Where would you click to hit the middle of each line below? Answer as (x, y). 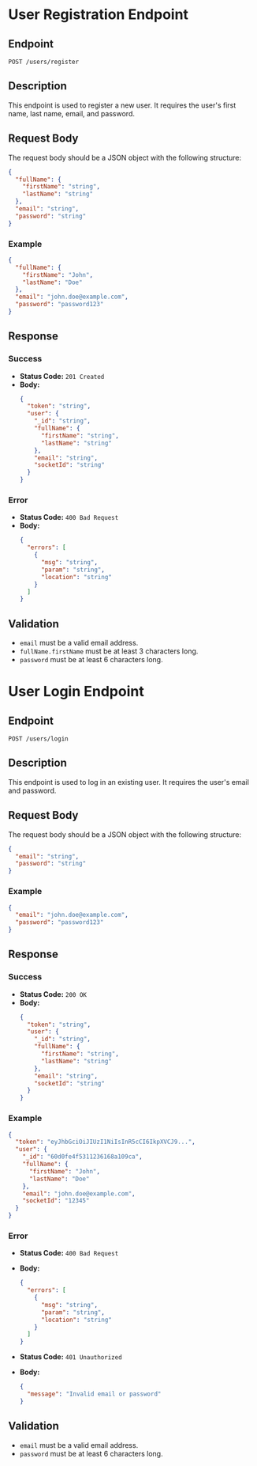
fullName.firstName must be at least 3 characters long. (109, 651)
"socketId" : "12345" (56, 1201)
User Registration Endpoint (99, 15)
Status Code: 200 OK (53, 994)
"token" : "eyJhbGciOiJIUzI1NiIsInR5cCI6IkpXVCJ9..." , (105, 1142)
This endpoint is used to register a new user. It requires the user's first (122, 105)
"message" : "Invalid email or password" (94, 1394)
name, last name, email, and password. (72, 113)
